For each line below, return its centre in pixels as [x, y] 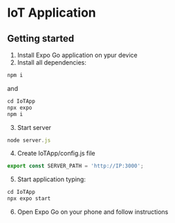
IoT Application [52, 13]
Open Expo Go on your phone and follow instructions [93, 212]
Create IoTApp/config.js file [56, 154]
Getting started [41, 39]
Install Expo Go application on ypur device [77, 55]
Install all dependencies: [52, 63]
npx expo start [29, 199]
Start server [34, 127]
